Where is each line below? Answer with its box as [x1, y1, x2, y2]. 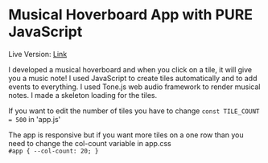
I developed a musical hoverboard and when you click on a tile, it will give [8, 64, 253, 74]
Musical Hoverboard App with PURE [8, 6, 254, 24]
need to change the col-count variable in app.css [8, 138, 171, 148]
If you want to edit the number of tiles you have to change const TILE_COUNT [8, 106, 260, 116]
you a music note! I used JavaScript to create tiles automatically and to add [8, 73, 258, 83]
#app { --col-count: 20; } [8, 147, 99, 155]
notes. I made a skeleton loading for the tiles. [8, 90, 158, 100]
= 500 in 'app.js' [8, 114, 61, 124]
